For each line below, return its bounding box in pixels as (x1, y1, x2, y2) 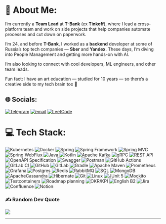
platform (5, 26, 22, 32)
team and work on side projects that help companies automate (23, 26, 151, 32)
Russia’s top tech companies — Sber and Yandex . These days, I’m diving (5, 46, 154, 52)
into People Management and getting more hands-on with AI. (5, 51, 129, 57)
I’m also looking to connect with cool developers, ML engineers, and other (5, 61, 156, 67)
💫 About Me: (5, 4, 57, 16)
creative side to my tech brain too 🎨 (5, 81, 78, 87)
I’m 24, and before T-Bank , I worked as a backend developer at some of (5, 41, 153, 46)
